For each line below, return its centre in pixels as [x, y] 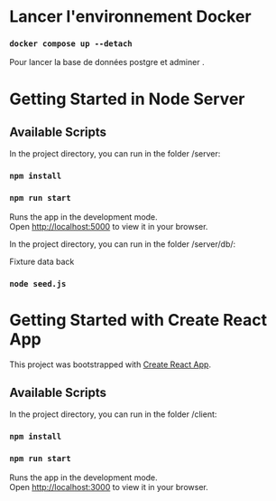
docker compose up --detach [71, 44]
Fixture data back [42, 261]
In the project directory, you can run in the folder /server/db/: [123, 244]
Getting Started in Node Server [127, 99]
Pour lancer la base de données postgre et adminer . [107, 62]
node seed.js [38, 284]
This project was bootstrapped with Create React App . [110, 364]
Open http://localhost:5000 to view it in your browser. [109, 226]
